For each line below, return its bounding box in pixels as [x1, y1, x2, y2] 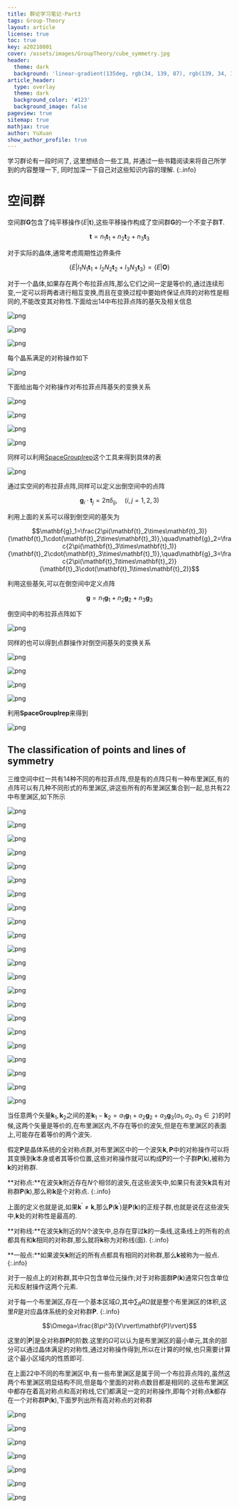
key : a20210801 [7, 43, 53, 51]
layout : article [7, 23, 55, 31]
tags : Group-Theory [7, 17, 65, 24]
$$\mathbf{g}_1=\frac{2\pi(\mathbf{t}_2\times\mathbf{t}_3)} [31, 526, 208, 535]
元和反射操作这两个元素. [7, 1282, 78, 1291]
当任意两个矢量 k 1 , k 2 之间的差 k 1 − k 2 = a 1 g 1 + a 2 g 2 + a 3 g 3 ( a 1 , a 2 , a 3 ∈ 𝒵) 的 [7, 1111, 225, 1121]
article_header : [7, 76, 55, 84]
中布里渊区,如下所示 [7, 792, 66, 801]
